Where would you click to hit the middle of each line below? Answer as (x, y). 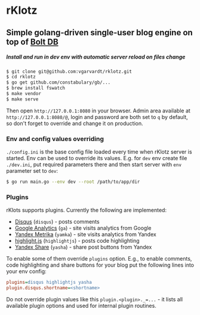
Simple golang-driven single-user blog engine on (99, 33)
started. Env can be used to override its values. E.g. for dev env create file (97, 158)
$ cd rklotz (21, 77)
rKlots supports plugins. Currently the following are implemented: (87, 210)
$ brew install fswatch (36, 88)
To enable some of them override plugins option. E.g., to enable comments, (99, 259)
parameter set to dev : (32, 171)
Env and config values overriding (55, 139)
